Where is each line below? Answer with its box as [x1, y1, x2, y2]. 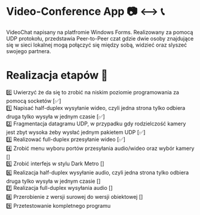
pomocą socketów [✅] [6, 97, 61, 105]
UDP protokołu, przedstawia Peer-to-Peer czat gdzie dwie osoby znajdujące [6, 35, 194, 42]
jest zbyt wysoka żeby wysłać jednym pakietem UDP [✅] [6, 128, 146, 136]
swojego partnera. [6, 47, 51, 54]
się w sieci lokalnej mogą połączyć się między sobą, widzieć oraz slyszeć [6, 41, 187, 48]
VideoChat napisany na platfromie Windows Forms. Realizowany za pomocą [6, 28, 193, 36]
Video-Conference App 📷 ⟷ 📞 [6, 5, 165, 19]
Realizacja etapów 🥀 [6, 69, 109, 82]
